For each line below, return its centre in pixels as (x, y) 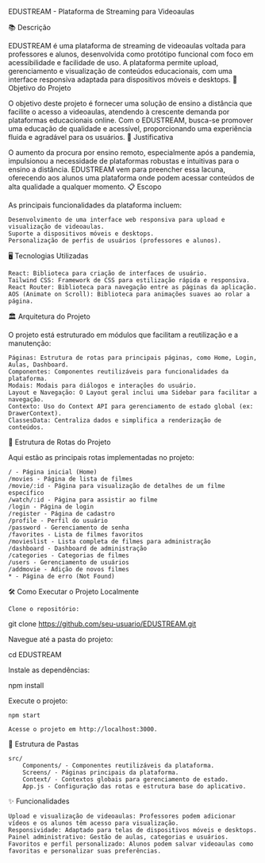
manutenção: (30, 343)
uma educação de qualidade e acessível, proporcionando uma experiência (130, 129)
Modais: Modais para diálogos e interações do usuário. (102, 385)
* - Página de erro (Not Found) (61, 576)
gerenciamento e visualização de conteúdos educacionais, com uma (120, 71)
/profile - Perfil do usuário (58, 521)
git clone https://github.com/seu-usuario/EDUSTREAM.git (102, 624)
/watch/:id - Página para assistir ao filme (83, 500)
